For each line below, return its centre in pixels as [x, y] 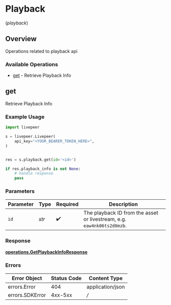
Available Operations [32, 64]
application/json [106, 287]
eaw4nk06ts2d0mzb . [105, 226]
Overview [21, 39]
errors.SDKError [27, 295]
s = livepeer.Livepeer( [31, 137]
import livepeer [22, 128]
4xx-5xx [61, 295]
